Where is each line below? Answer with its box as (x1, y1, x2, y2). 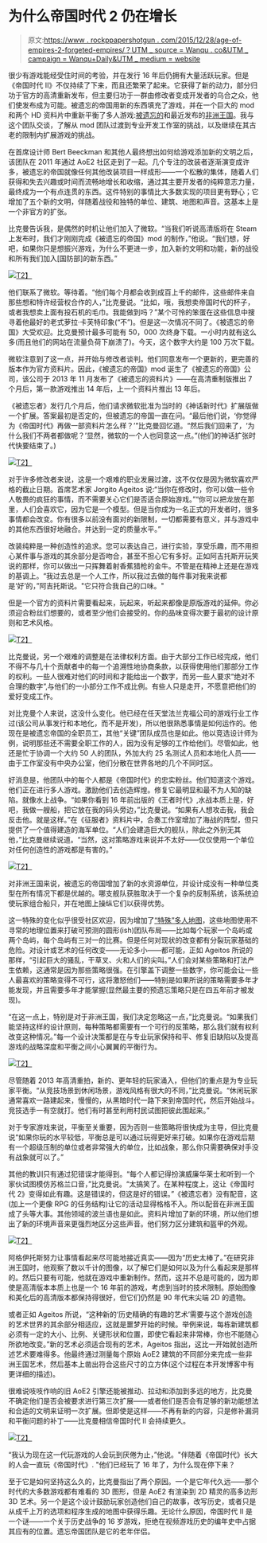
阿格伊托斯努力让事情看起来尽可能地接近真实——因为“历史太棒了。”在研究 (8, 1252, 248, 1262)
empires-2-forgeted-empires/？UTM (27, 45, 149, 54)
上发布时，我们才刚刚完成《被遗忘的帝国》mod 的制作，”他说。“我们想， (8, 233, 244, 243)
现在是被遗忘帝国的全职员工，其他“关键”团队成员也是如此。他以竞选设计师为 (8, 728, 258, 737)
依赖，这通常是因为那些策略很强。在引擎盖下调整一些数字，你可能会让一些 (14, 965, 259, 975)
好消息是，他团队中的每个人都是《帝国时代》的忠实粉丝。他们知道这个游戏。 (8, 775, 259, 784)
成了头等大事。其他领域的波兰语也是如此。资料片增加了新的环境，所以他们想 (8, 1209, 259, 1218)
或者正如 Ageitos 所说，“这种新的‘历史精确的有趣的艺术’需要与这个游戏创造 (8, 1309, 253, 1318)
